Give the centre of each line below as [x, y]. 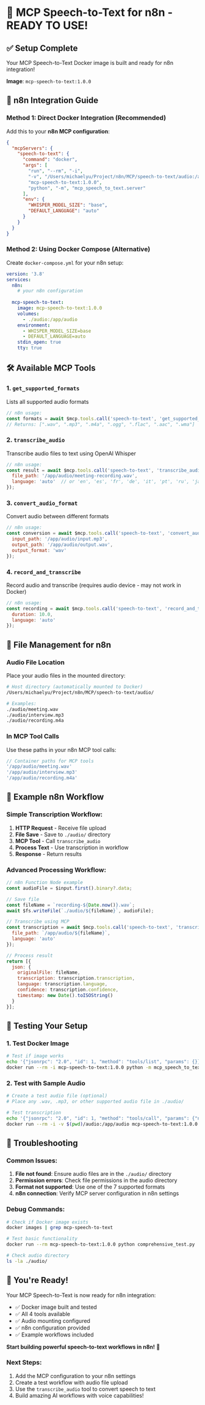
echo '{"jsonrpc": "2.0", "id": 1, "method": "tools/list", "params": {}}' [105, 1062]
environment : [34, 325]
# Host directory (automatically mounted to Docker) [75, 687]
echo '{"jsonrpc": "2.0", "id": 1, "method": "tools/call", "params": [98, 1118]
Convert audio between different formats [58, 517]
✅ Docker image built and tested [56, 1307]
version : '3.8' [26, 274]
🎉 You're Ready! [38, 1280]
